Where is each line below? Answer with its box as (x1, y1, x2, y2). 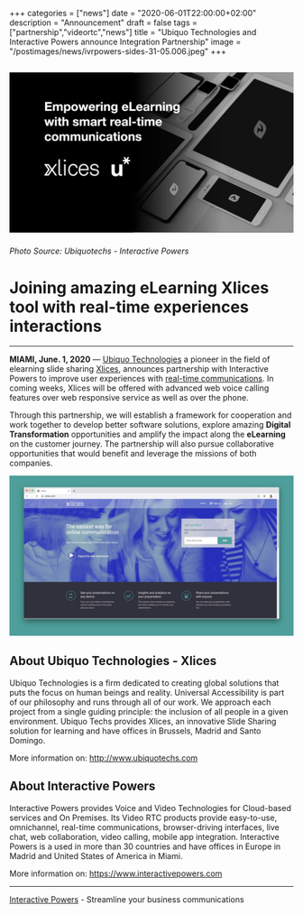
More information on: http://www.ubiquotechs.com (9, 752, 198, 763)
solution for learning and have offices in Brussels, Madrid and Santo (9, 725, 262, 736)
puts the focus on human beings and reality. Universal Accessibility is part (9, 687, 285, 697)
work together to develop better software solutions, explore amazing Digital (9, 420, 291, 430)
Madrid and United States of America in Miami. (9, 850, 183, 861)
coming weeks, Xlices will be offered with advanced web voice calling (9, 383, 270, 393)
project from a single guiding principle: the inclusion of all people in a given (9, 706, 289, 716)
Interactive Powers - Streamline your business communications (9, 893, 245, 905)
